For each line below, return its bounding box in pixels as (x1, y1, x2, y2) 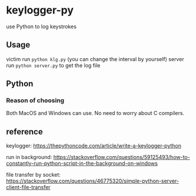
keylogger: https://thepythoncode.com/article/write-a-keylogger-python (6, 142, 181, 150)
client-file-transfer (6, 184, 51, 191)
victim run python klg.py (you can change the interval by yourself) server (6, 55, 184, 62)
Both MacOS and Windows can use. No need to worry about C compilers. (6, 110, 184, 117)
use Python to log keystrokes (6, 23, 77, 30)
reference (6, 127, 43, 137)
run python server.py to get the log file (6, 62, 101, 69)
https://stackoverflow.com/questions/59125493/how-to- (53, 154, 190, 161)
